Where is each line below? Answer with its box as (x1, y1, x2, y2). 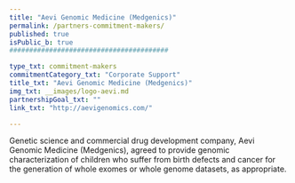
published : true (9, 29, 69, 38)
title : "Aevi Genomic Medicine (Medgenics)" (9, 12, 177, 22)
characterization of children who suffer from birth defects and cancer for (9, 155, 276, 165)
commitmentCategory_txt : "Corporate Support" (9, 70, 180, 80)
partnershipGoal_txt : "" (9, 95, 101, 104)
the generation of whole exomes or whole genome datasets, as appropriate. (9, 163, 287, 174)
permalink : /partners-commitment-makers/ (9, 21, 165, 30)
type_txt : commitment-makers (9, 62, 117, 71)
